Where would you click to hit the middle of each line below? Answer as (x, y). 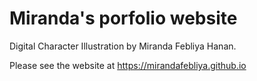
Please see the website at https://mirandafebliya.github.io (128, 65)
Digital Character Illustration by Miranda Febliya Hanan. (123, 46)
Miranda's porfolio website (123, 18)
